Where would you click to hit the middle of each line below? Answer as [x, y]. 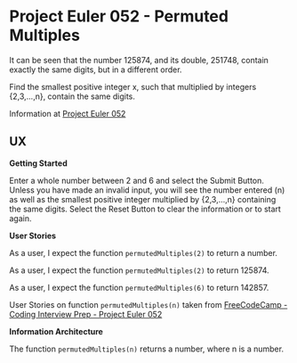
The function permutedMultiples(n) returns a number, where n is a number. [147, 349]
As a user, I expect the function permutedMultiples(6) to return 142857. [139, 287]
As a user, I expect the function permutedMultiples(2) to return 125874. [139, 270]
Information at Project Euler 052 [68, 113]
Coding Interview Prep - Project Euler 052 [86, 314]
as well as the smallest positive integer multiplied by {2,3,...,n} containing [143, 199]
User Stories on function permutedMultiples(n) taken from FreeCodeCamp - [148, 304]
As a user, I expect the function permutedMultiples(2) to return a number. [144, 252]
